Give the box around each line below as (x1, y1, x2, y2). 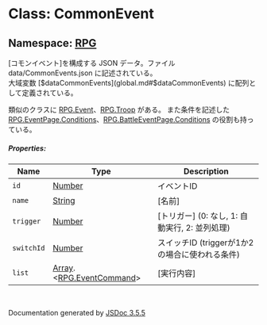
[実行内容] (157, 267, 196, 278)
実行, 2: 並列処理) (165, 222, 230, 233)
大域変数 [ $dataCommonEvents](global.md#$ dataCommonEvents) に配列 (8, 78, 250, 87)
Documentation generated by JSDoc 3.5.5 (8, 308, 145, 317)
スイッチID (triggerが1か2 (157, 237, 254, 248)
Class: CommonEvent (8, 5, 155, 23)
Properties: (8, 143, 46, 153)
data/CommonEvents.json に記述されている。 (8, 68, 157, 78)
